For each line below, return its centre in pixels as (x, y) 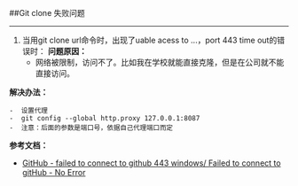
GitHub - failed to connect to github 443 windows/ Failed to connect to (151, 163)
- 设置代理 (29, 111)
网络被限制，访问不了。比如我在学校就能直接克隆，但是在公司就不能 (160, 62)
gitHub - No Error (54, 172)
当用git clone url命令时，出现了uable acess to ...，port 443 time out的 (149, 40)
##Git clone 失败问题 (47, 13)
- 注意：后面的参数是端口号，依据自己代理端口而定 (91, 128)
